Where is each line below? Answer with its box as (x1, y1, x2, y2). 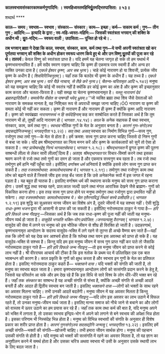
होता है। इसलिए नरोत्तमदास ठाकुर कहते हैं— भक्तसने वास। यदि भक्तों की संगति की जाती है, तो (5, 261, 151, 266)
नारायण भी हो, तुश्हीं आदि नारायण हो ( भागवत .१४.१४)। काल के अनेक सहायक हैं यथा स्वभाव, (5, 117, 151, 123)
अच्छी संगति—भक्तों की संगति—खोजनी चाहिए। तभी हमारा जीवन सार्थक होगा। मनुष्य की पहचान (5, 327, 152, 333)
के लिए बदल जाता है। (5, 344, 39, 350)
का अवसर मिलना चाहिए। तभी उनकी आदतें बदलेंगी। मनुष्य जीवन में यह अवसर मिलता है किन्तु (5, 289, 148, 295)
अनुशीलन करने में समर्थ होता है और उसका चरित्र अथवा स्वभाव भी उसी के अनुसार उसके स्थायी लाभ (5, 338, 157, 344)
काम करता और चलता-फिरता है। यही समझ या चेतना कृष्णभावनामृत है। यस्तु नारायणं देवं (5, 89, 140, 95)
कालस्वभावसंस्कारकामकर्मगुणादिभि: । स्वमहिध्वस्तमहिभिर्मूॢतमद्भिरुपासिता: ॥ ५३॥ (5, 5, 130, 10)
